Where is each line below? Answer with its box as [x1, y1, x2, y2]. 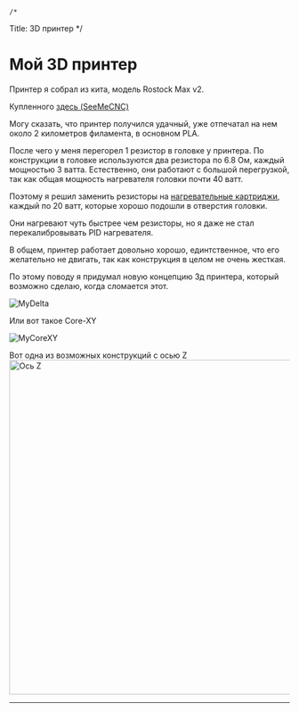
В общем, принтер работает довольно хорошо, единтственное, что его [9, 244, 280, 255]
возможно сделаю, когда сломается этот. [9, 280, 169, 291]
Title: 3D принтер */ [9, 23, 83, 34]
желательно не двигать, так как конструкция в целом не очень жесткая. [9, 253, 287, 264]
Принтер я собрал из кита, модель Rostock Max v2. [9, 84, 205, 95]
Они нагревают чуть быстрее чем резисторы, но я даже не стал [9, 218, 255, 228]
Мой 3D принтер [9, 54, 138, 75]
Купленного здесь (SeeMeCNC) [9, 101, 129, 112]
